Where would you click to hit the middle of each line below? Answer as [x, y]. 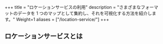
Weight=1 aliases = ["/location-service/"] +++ [63, 19]
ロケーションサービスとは [44, 36]
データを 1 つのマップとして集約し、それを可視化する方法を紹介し [85, 13]
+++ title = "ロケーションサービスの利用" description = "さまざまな [73, 7]
